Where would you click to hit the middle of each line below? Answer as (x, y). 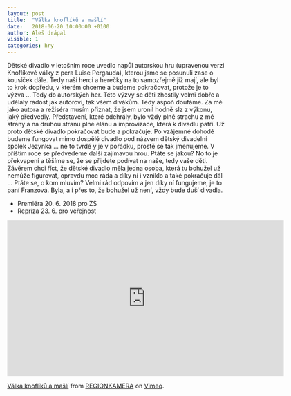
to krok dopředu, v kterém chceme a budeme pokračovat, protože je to (108, 87)
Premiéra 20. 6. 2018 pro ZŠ (57, 204)
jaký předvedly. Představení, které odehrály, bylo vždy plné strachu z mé (111, 117)
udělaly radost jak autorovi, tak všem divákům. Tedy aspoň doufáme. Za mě (115, 102)
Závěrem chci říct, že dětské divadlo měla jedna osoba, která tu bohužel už (114, 168)
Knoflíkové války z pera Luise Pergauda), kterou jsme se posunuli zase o (110, 73)
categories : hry (30, 46)
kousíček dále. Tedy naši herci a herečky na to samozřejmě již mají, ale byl (113, 80)
